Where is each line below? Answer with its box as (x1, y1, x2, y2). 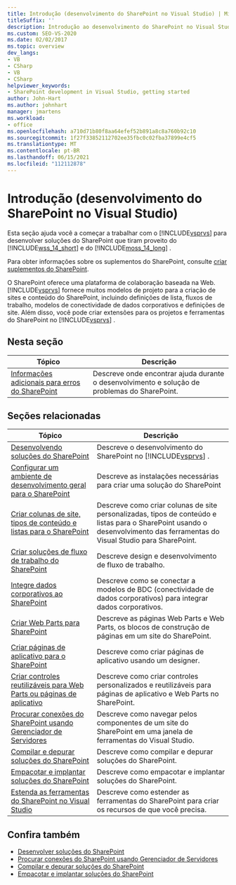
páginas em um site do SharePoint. (96, 631, 211, 641)
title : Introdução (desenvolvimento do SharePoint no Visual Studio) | (7, 10, 221, 18)
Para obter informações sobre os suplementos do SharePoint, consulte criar (7, 257, 227, 265)
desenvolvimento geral (11, 480, 86, 490)
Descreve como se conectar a (96, 576, 196, 586)
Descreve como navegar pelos (96, 710, 198, 719)
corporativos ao (11, 589, 63, 599)
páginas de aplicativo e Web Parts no (96, 689, 219, 699)
